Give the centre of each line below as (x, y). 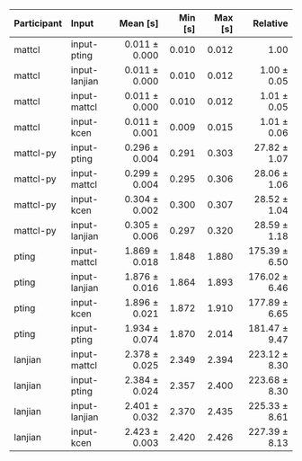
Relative (271, 23)
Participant (38, 23)
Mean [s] (139, 23)
